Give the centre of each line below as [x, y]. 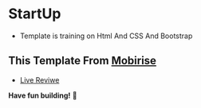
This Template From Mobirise [83, 61]
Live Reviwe [39, 79]
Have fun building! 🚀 [43, 95]
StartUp [35, 14]
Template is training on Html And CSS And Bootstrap [106, 36]
